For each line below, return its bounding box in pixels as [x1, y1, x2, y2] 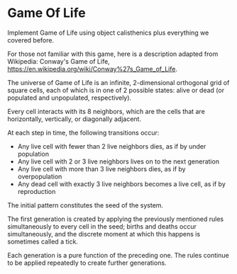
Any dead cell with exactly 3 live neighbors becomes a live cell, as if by [17, 179, 226, 188]
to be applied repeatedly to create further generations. [7, 258, 167, 267]
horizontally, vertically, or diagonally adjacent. [7, 115, 142, 123]
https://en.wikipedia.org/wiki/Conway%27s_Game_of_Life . [7, 64, 177, 73]
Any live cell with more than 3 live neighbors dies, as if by [17, 164, 186, 173]
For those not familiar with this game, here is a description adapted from [7, 50, 219, 58]
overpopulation [17, 172, 62, 181]
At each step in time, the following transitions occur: [7, 128, 160, 137]
